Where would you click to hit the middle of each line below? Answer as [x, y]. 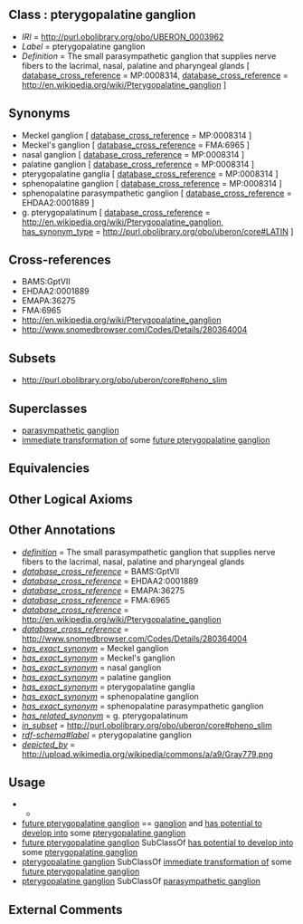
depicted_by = [48, 744]
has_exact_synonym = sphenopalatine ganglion [110, 696]
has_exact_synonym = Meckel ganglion [95, 648]
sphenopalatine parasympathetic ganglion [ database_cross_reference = [156, 193]
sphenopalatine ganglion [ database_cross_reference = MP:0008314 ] [151, 183]
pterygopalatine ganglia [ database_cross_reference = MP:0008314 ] [150, 173]
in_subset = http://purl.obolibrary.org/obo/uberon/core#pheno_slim [147, 725]
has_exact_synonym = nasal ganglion [91, 667]
